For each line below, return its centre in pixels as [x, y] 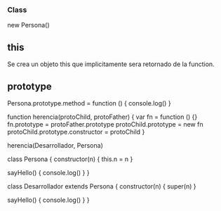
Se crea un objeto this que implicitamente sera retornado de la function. [111, 64]
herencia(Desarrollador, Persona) [55, 145]
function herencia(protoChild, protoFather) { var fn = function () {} [102, 117]
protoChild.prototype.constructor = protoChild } [76, 132]
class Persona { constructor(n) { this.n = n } [70, 159]
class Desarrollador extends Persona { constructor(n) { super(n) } [102, 186]
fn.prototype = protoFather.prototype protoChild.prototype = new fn [105, 124]
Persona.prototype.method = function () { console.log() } [89, 103]
